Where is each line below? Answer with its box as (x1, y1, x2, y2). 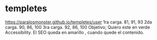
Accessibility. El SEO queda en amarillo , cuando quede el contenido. (5, 29, 144, 35)
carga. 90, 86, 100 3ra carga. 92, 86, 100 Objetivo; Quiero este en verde (5, 24, 151, 30)
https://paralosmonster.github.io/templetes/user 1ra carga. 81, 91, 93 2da (5, 19, 152, 25)
